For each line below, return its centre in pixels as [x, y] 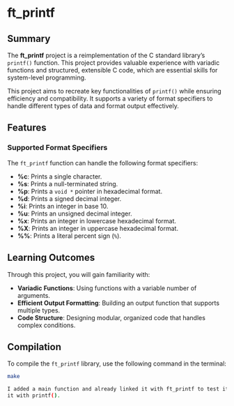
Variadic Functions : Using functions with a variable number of [107, 288]
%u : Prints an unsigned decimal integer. [75, 213]
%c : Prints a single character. [60, 176]
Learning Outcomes [51, 258]
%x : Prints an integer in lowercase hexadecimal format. [96, 220]
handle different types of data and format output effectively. [93, 106]
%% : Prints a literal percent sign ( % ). [69, 236]
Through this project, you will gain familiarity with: [79, 274]
